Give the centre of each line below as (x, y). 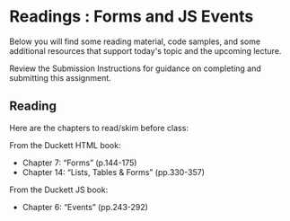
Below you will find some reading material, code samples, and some (135, 41)
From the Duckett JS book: (59, 190)
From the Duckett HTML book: (65, 145)
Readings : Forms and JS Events (132, 17)
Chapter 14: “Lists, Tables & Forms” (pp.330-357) (113, 172)
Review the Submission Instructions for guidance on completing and (136, 68)
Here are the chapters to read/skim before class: (99, 128)
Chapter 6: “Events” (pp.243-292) (85, 207)
